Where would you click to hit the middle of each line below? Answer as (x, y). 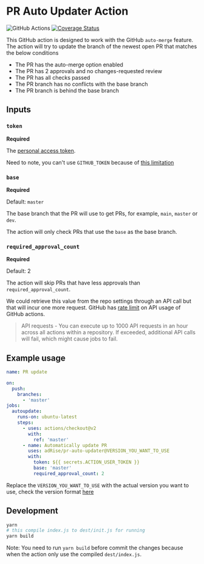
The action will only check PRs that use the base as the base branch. (92, 231)
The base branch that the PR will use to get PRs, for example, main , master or (102, 213)
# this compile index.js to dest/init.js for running (76, 531)
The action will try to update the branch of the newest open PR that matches (102, 46)
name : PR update (27, 372)
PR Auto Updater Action (67, 11)
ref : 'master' (51, 440)
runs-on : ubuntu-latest (47, 417)
